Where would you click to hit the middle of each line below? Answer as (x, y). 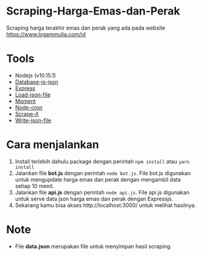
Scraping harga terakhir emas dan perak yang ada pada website (86, 28)
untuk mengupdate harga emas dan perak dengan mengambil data (98, 179)
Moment (25, 101)
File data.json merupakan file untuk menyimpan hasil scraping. (93, 246)
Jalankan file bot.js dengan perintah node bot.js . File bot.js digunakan (103, 173)
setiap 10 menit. (34, 186)
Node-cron (29, 107)
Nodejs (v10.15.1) (35, 75)
